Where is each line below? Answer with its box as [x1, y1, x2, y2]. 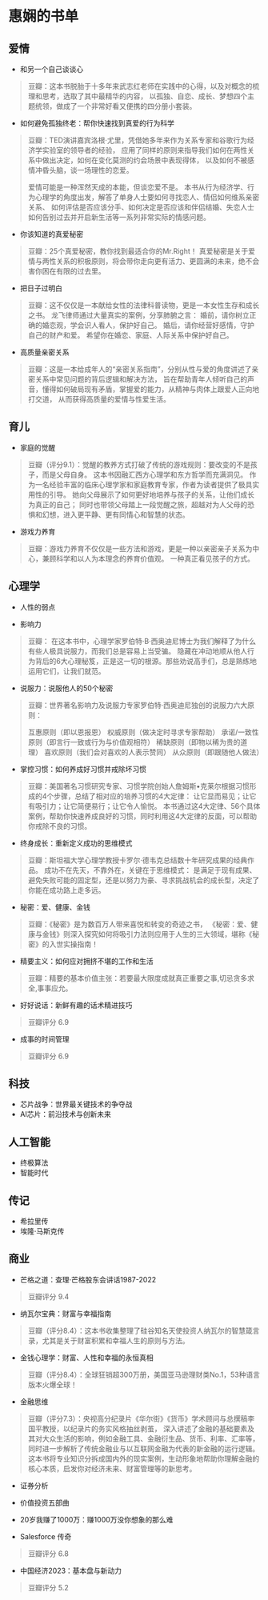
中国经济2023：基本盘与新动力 [19, 1566, 122, 1575]
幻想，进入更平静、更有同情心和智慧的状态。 [42, 510, 190, 519]
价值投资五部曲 [19, 1498, 70, 1507]
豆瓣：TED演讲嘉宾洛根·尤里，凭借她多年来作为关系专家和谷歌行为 [27, 135, 248, 145]
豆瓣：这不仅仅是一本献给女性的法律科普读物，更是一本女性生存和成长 [27, 301, 260, 310]
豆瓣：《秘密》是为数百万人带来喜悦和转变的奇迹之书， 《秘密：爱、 [27, 919, 251, 929]
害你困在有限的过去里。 [27, 266, 106, 276]
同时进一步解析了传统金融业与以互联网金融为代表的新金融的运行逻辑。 [27, 1443, 260, 1453]
